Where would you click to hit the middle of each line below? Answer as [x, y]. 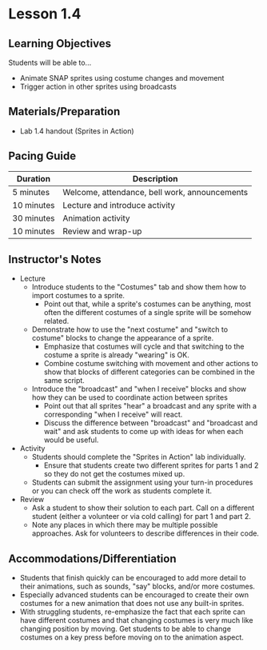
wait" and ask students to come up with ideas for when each [143, 432]
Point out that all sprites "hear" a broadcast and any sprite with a [150, 406]
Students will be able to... [50, 62]
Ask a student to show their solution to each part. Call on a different [143, 508]
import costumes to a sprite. [78, 296]
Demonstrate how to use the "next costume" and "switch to [130, 329]
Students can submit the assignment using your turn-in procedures [142, 483]
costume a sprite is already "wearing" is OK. [116, 355]
